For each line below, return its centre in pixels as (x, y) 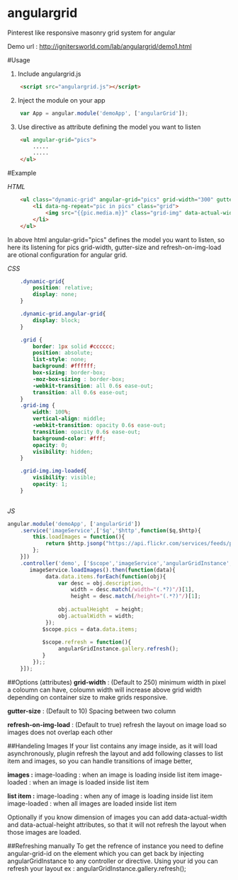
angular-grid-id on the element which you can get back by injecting (106, 853)
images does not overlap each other (60, 732)
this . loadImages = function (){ (79, 537)
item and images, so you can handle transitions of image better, (100, 761)
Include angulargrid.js (49, 74)
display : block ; (57, 320)
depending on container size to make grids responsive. (87, 697)
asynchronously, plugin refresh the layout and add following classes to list (115, 753)
